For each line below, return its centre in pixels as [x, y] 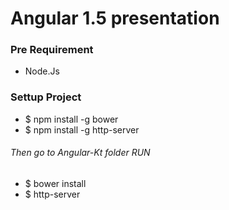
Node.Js [42, 71]
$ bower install [55, 183]
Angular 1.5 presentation [115, 18]
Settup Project [46, 97]
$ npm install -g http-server [82, 129]
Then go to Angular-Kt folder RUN [80, 153]
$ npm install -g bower [71, 119]
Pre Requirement [52, 50]
